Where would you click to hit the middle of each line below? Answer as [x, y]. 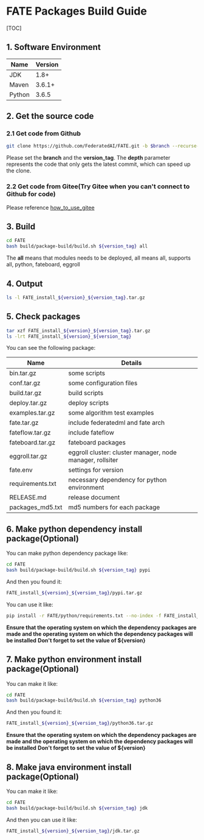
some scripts [87, 373]
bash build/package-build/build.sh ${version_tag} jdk [77, 808]
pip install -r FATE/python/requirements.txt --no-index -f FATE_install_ [103, 616]
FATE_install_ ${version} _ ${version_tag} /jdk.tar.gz [73, 831]
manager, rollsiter [93, 460]
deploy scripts [89, 403]
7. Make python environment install [74, 660]
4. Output [25, 284]
